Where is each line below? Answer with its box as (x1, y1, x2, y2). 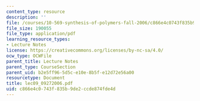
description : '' (6, 14, 46, 20)
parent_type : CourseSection (6, 64, 76, 70)
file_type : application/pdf (6, 31, 76, 37)
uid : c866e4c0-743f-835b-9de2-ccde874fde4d (6, 86, 116, 92)
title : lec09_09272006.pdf (6, 81, 73, 87)
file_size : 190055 (6, 25, 52, 31)
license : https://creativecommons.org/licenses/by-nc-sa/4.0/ (6, 48, 164, 53)
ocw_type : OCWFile (6, 53, 52, 59)
